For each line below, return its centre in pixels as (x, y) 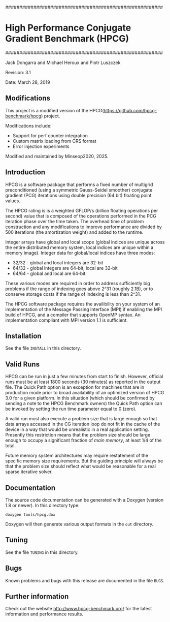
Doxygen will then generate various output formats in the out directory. (79, 524)
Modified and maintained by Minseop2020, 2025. (57, 156)
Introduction (25, 172)
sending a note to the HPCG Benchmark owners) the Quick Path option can (84, 403)
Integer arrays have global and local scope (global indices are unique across (85, 242)
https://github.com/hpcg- (130, 110)
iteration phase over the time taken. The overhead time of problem (75, 221)
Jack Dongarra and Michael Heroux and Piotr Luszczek (63, 63)
